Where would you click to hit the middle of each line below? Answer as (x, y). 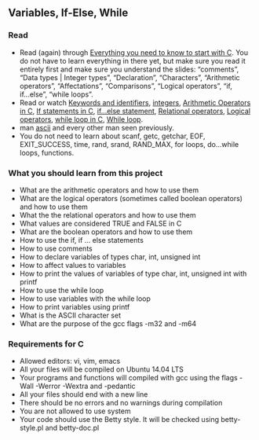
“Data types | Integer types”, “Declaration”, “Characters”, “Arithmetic (130, 77)
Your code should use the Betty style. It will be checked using (119, 420)
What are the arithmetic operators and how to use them (109, 190)
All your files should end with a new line (84, 394)
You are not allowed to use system (75, 411)
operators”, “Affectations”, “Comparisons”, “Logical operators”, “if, (126, 86)
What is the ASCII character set (70, 315)
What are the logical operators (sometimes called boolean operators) (131, 198)
